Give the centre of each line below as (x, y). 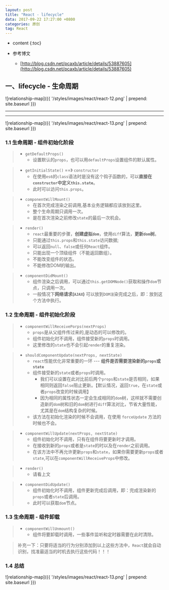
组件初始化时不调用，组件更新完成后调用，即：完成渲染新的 (94, 490)
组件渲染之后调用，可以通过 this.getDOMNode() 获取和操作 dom (95, 282)
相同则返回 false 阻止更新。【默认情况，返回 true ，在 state (99, 385)
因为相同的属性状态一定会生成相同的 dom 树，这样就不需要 (99, 398)
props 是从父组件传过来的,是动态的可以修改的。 (81, 332)
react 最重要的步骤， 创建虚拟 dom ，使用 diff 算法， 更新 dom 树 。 (96, 234)
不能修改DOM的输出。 (56, 265)
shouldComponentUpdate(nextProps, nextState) (73, 355)
